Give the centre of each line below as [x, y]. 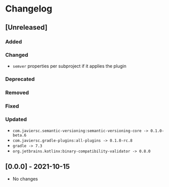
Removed [17, 92]
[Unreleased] [26, 27]
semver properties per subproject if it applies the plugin [69, 66]
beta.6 [19, 135]
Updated [16, 120]
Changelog [29, 9]
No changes [25, 178]
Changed [17, 55]
